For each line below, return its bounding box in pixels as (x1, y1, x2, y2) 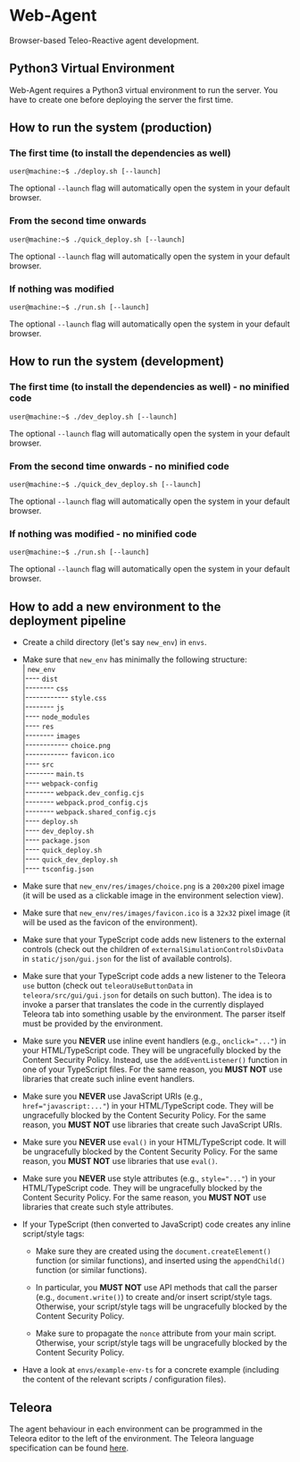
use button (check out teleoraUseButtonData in (21, 981, 194, 991)
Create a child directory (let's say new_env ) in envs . (21, 637, 207, 648)
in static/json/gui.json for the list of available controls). (21, 954, 232, 965)
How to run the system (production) (9, 120, 212, 135)
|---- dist (21, 673, 58, 684)
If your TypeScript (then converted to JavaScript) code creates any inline (21, 1219, 291, 1230)
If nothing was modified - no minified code (9, 527, 197, 540)
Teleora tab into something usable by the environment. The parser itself (21, 1008, 286, 1020)
